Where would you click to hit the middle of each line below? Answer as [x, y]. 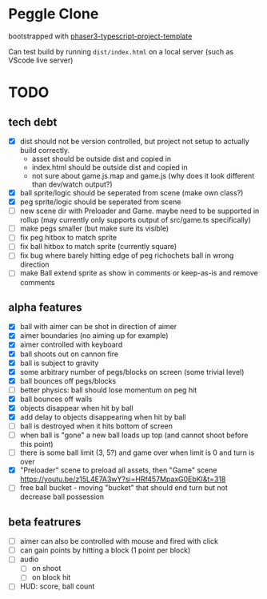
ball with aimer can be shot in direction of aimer [98, 327]
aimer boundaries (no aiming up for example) [94, 336]
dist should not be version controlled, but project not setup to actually [134, 141]
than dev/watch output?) [72, 184]
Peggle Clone [54, 14]
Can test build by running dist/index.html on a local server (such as [121, 51]
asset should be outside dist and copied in [102, 159]
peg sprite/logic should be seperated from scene [100, 202]
